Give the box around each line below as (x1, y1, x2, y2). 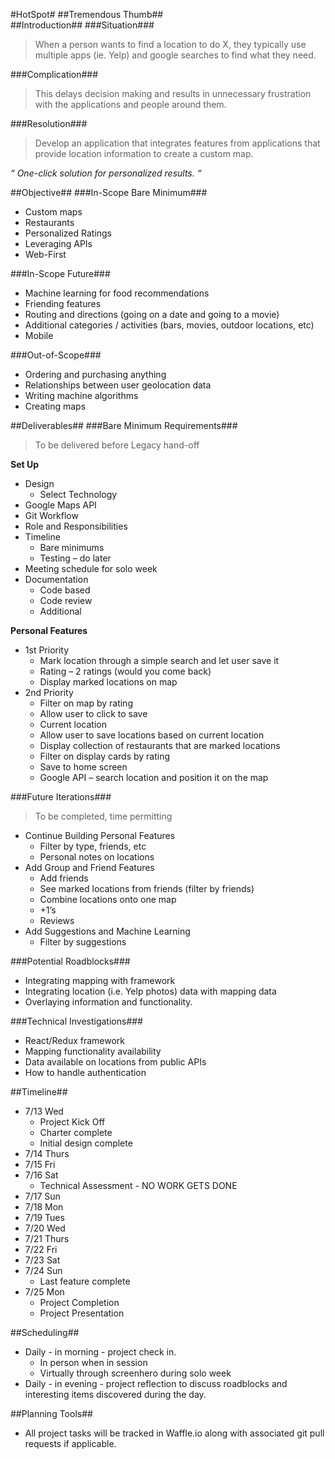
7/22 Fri (24, 1244, 58, 1255)
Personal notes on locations (39, 851, 155, 863)
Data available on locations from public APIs (24, 1056, 207, 1068)
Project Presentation (39, 1307, 125, 1319)
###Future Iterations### (10, 791, 112, 803)
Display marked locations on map (39, 676, 178, 688)
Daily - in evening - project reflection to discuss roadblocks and (24, 1378, 288, 1389)
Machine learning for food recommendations (24, 287, 210, 299)
